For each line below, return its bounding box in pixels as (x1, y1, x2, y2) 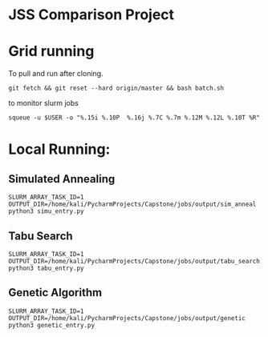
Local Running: (8, 140, 111, 158)
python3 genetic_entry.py (8, 321, 95, 329)
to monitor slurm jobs (8, 98, 79, 108)
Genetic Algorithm (8, 286, 103, 299)
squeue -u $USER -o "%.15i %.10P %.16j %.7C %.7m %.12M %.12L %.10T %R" (8, 114, 261, 122)
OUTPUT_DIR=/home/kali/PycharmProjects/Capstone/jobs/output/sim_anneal (8, 200, 257, 209)
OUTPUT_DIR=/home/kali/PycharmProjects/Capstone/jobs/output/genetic (8, 314, 246, 322)
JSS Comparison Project (8, 6, 175, 24)
